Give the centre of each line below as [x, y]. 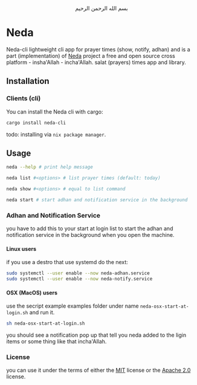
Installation [28, 81]
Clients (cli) [24, 99]
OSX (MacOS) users [32, 293]
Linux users [21, 248]
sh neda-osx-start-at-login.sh [46, 324]
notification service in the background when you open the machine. [90, 235]
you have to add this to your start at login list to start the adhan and [90, 228]
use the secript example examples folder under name [73, 306]
